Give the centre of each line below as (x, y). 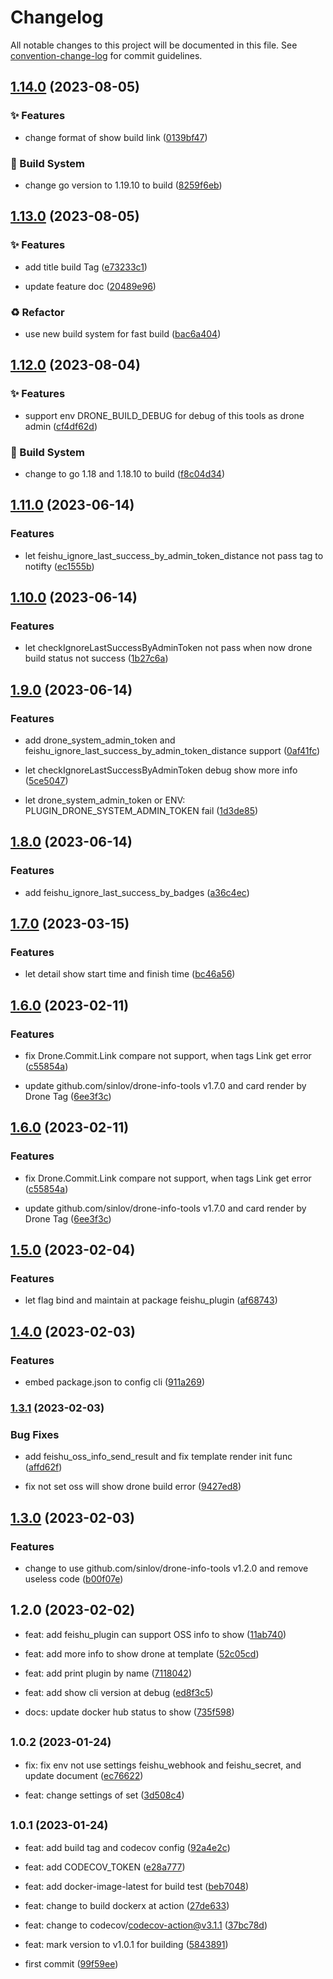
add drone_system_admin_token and (100, 740)
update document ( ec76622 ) (84, 1775)
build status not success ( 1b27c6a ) (96, 658)
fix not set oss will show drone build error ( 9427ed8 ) (133, 1487)
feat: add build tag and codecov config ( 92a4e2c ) (127, 1848)
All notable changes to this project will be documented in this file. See (154, 45)
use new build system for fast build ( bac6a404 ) (123, 333)
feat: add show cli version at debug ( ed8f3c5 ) (119, 1692)
